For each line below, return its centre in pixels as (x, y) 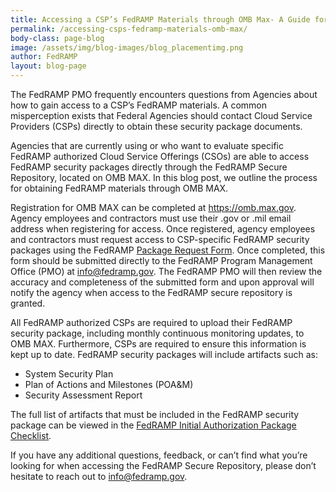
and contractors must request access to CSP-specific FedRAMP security (160, 239)
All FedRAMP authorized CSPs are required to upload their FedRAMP (151, 322)
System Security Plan (69, 374)
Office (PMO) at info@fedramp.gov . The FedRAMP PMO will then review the (166, 271)
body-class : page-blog (57, 38)
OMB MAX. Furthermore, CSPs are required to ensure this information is (158, 344)
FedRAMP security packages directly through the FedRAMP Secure (149, 167)
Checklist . (31, 435)
